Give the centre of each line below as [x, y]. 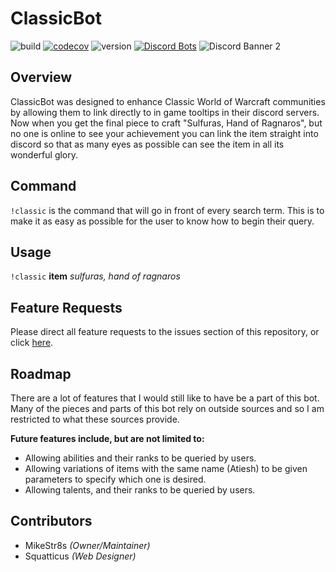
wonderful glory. [44, 154]
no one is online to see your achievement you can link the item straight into [164, 133]
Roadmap [41, 373]
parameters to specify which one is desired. [115, 479]
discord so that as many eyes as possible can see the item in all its [147, 144]
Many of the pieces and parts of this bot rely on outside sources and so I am [167, 408]
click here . [32, 343]
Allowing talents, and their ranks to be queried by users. [140, 490]
